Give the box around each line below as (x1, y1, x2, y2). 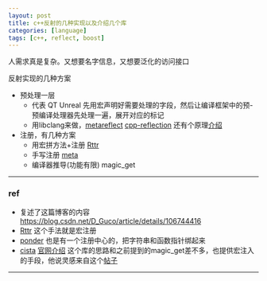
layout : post (8, 11, 52, 20)
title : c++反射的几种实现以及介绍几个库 (8, 19, 127, 27)
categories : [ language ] (8, 26, 87, 34)
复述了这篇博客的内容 (19, 207, 90, 217)
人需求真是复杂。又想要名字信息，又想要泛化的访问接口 (8, 57, 189, 66)
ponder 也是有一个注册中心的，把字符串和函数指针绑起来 (19, 236, 206, 245)
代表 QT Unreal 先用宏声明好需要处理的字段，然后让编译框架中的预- (31, 100, 253, 110)
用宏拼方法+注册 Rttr (31, 140, 99, 150)
